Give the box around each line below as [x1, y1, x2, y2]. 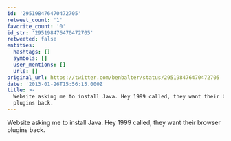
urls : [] [13, 67, 38, 74]
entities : [7, 42, 36, 49]
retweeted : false [7, 36, 57, 43]
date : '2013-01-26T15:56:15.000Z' [7, 80, 107, 87]
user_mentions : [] [13, 61, 67, 68]
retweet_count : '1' [7, 17, 63, 23]
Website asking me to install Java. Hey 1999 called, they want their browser [7, 118, 221, 127]
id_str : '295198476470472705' [7, 29, 94, 36]
